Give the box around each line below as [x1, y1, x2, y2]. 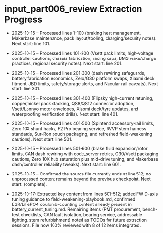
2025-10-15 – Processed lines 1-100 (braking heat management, [11, 30, 141, 36]
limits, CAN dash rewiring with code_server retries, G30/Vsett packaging [11, 151, 159, 157]
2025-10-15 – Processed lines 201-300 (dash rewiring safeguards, [11, 70, 146, 76]
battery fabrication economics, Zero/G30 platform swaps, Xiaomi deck [11, 75, 155, 81]
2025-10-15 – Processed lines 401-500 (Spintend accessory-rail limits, [11, 120, 155, 126]
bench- [142, 206, 158, 212]
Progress [4, 14, 43, 25]
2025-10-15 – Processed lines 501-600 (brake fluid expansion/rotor [11, 146, 148, 151]
